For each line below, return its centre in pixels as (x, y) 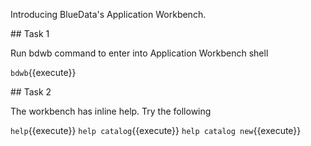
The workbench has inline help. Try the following (111, 111)
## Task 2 (31, 92)
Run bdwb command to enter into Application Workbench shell (139, 53)
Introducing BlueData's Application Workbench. (108, 14)
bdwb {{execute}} (43, 72)
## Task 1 (30, 33)
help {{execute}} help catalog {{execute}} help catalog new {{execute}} (156, 130)
